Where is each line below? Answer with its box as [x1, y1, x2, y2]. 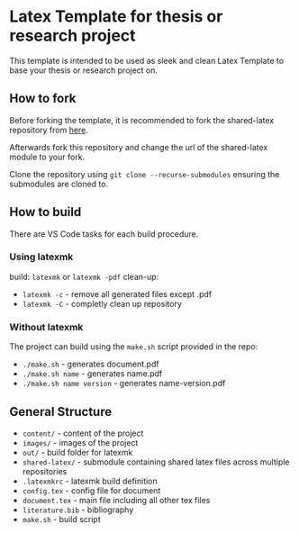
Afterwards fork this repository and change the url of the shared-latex [9, 141, 268, 152]
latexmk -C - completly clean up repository [22, 298, 183, 309]
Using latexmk [9, 250, 74, 263]
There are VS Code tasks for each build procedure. [9, 228, 199, 239]
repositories [22, 465, 68, 476]
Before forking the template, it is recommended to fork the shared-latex [9, 114, 275, 125]
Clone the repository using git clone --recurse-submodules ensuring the [9, 168, 280, 179]
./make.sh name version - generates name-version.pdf [22, 378, 226, 389]
